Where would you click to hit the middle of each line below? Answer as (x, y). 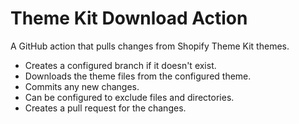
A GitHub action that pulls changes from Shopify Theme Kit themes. (150, 46)
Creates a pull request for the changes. (105, 108)
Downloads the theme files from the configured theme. (138, 76)
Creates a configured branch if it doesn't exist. (120, 65)
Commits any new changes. (82, 86)
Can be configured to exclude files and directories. (129, 97)
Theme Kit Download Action (129, 18)
